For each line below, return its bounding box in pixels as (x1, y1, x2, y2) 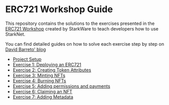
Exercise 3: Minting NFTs (12, 72, 65, 78)
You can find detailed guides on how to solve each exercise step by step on (5, 41, 164, 47)
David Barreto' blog (5, 46, 46, 52)
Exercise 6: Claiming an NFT (12, 88, 73, 94)
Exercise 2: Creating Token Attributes (12, 67, 91, 73)
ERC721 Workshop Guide (5, 4, 113, 15)
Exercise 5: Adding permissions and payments (12, 83, 111, 89)
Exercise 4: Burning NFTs (12, 78, 66, 84)
